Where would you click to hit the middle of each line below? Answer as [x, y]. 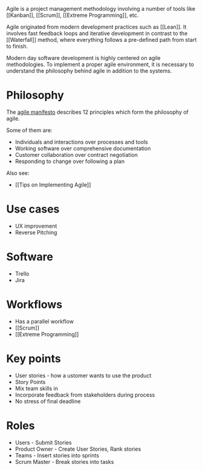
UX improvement [36, 226]
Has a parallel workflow [44, 321]
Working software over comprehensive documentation [83, 148]
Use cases [33, 209]
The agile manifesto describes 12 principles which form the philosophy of [98, 112]
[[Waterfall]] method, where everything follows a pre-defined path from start [101, 40]
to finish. [17, 46]
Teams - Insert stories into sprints [57, 455]
